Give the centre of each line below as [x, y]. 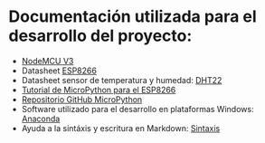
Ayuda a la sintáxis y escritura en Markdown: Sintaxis [121, 128]
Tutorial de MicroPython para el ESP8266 [99, 90]
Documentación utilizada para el [132, 17]
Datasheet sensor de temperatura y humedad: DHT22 [122, 80]
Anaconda [41, 119]
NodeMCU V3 [47, 61]
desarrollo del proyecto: [100, 36]
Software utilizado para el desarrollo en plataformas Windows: [137, 109]
